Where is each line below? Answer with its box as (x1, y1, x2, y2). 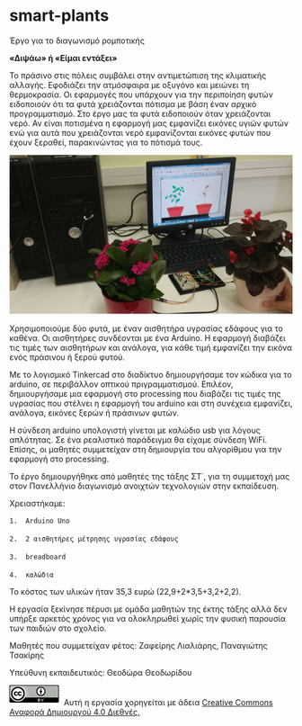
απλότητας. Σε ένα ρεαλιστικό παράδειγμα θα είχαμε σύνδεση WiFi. (9, 435, 268, 445)
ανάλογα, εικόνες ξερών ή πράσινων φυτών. (9, 408, 180, 418)
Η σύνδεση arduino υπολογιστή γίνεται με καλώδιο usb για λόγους (9, 425, 261, 436)
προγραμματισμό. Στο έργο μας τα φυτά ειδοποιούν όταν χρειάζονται (9, 108, 271, 119)
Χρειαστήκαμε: (9, 498, 66, 509)
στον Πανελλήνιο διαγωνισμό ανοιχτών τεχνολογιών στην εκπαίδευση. (9, 480, 280, 491)
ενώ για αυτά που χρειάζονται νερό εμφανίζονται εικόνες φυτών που (9, 127, 271, 138)
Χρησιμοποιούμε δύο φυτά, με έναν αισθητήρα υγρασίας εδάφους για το (9, 323, 283, 334)
